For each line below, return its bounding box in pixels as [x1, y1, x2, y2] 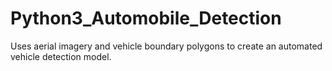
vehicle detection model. [10, 50, 112, 62]
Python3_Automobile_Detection [10, 7, 282, 30]
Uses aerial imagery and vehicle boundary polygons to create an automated [10, 40, 323, 52]
